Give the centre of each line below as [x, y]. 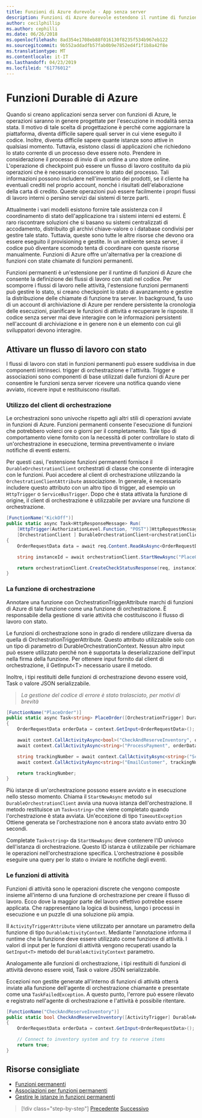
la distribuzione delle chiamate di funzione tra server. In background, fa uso [100, 298]
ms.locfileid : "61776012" [38, 68]
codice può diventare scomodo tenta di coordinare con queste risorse [93, 248]
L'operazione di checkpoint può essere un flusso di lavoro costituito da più [98, 166]
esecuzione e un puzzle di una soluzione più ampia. [70, 914]
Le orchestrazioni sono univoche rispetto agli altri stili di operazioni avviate [99, 418]
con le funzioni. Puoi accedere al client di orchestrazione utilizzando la [94, 475]
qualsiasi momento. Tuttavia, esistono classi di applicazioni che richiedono [99, 147]
